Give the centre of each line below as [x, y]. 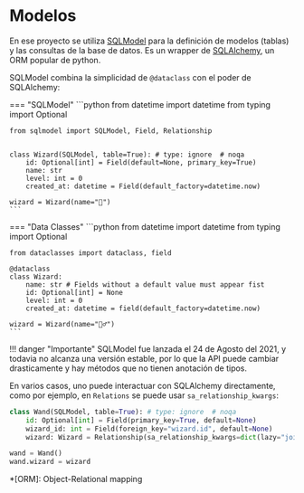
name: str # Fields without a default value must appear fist [145, 284]
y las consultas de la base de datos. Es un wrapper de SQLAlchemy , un [142, 50]
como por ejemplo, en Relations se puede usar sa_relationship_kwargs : [144, 395]
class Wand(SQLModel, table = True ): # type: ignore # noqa [123, 412]
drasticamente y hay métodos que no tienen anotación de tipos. [128, 368]
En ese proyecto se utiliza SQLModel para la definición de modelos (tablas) [149, 41]
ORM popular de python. [55, 60]
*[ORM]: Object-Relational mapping [76, 479]
